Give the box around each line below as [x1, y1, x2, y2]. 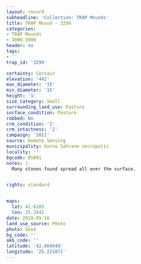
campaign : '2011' [6, 132, 50, 138]
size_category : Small [6, 98, 61, 105]
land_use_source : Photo [6, 221, 66, 227]
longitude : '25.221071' [6, 249, 66, 255]
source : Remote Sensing [6, 138, 66, 144]
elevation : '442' [6, 76, 50, 82]
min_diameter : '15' [6, 87, 55, 94]
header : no [6, 43, 34, 49]
